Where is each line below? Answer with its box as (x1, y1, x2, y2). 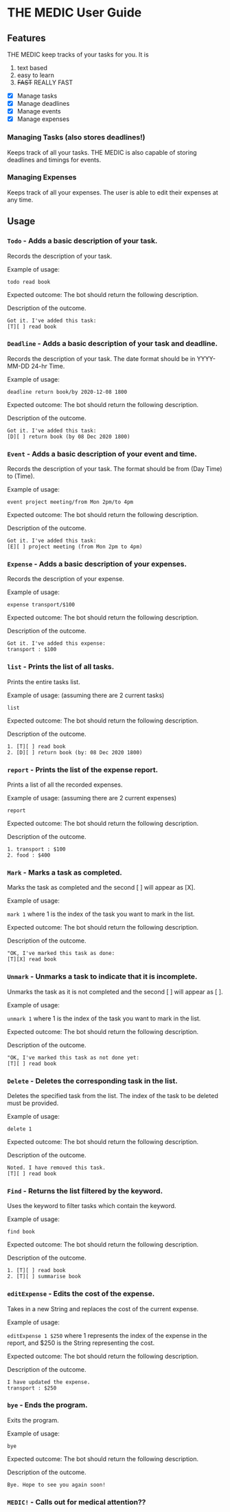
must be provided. (7, 1099, 59, 1107)
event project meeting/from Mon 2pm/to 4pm (7, 498, 134, 506)
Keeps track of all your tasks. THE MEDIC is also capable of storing (7, 148, 197, 156)
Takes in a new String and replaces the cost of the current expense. (7, 1304, 199, 1313)
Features (7, 32, 46, 44)
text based (16, 64, 48, 72)
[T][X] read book (7, 956, 57, 963)
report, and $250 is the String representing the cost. (7, 1339, 155, 1347)
